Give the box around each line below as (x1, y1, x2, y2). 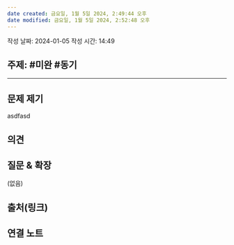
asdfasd (7, 112, 31, 120)
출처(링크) (7, 201, 49, 213)
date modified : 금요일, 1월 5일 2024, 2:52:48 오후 (7, 17, 150, 24)
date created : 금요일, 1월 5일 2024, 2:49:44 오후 (7, 10, 147, 17)
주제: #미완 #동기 (7, 58, 78, 70)
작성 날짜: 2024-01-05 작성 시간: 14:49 (7, 36, 115, 45)
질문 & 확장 (7, 159, 52, 171)
